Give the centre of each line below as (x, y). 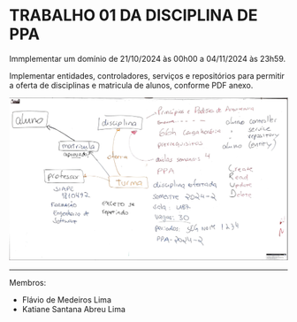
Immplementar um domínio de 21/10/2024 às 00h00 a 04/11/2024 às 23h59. (147, 58)
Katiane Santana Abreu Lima (74, 309)
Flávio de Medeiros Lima (67, 299)
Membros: (28, 282)
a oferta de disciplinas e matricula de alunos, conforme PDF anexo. (131, 85)
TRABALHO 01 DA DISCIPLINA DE (133, 15)
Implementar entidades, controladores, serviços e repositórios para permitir (147, 75)
